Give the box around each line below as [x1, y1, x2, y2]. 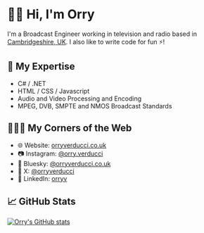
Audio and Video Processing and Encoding [17, 94, 142, 103]
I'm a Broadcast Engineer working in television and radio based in [7, 30, 197, 38]
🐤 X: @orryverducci [17, 167, 75, 175]
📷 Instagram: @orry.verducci [17, 149, 103, 158]
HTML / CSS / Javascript [17, 87, 90, 95]
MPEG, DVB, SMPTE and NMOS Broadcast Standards [17, 101, 172, 110]
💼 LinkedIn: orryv [17, 174, 68, 182]
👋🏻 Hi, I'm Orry [7, 6, 95, 23]
